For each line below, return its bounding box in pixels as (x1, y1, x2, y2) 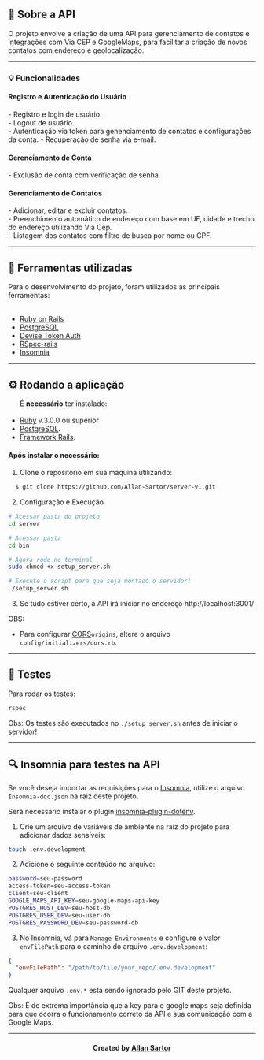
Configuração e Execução (19, 497, 104, 507)
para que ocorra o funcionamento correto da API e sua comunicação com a (8, 1010, 253, 1019)
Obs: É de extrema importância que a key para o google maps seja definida (8, 1001, 251, 1010)
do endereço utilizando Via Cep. (8, 222, 112, 232)
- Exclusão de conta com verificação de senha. (8, 170, 161, 180)
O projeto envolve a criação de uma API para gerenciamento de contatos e (8, 28, 250, 38)
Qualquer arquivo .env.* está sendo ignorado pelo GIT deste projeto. (8, 986, 232, 995)
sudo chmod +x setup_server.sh (8, 563, 111, 571)
